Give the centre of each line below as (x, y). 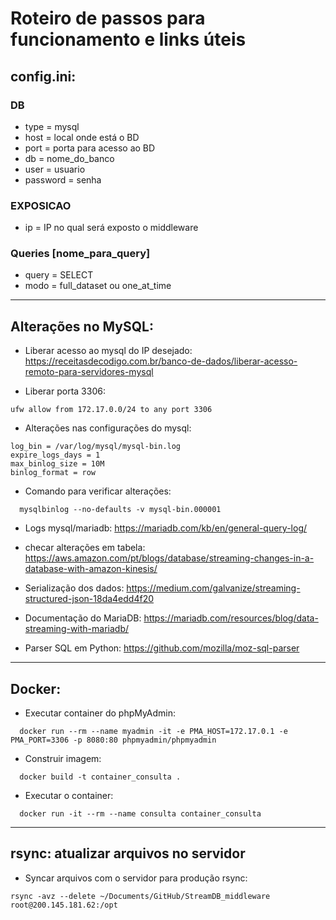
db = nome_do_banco (69, 158)
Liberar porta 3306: (65, 391)
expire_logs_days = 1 (55, 455)
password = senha (63, 179)
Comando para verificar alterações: (98, 491)
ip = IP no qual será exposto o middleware (111, 228)
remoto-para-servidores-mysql (89, 372)
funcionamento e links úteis (128, 39)
